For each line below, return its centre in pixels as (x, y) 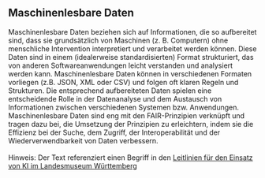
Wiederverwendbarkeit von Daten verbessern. (84, 140)
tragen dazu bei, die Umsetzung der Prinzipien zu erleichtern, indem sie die (131, 124)
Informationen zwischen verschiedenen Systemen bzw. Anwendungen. (123, 107)
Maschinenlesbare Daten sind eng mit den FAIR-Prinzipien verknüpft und (127, 115)
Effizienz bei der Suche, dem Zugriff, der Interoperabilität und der (114, 132)
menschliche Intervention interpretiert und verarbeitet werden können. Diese (132, 48)
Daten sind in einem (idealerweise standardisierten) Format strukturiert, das (131, 57)
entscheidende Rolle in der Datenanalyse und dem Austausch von (115, 98)
